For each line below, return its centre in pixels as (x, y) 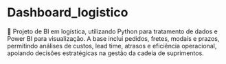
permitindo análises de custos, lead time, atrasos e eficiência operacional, (112, 46)
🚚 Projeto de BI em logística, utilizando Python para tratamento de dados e (112, 31)
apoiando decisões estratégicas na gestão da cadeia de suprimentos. (105, 53)
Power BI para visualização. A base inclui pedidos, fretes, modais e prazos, (113, 38)
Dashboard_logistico (68, 13)
